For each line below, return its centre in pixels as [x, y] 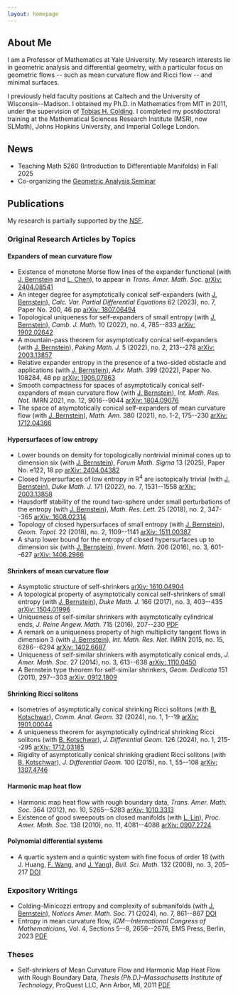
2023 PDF [32, 936]
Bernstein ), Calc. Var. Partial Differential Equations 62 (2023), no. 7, [117, 302]
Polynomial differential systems [55, 841]
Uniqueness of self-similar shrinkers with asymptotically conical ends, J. [123, 655]
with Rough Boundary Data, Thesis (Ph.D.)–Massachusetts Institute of [120, 978]
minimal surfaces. [33, 83]
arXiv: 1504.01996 [44, 610]
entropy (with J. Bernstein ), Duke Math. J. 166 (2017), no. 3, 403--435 [120, 602]
